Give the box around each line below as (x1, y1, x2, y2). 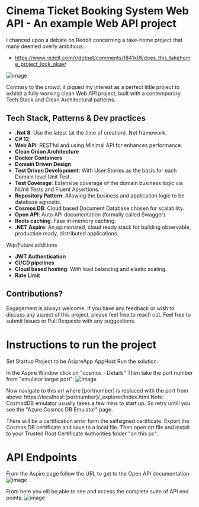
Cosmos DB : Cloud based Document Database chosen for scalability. (14, 205, 185, 212)
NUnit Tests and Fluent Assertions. (14, 186, 99, 193)
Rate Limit (14, 272, 40, 279)
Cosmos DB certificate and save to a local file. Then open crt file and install (6, 423, 190, 431)
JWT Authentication (14, 253, 66, 260)
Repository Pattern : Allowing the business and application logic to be (14, 192, 185, 199)
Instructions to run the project (6, 338, 157, 351)
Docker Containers (14, 154, 63, 161)
